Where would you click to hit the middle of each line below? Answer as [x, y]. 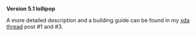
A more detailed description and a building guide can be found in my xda [98, 20]
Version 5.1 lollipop [31, 9]
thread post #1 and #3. [35, 27]
